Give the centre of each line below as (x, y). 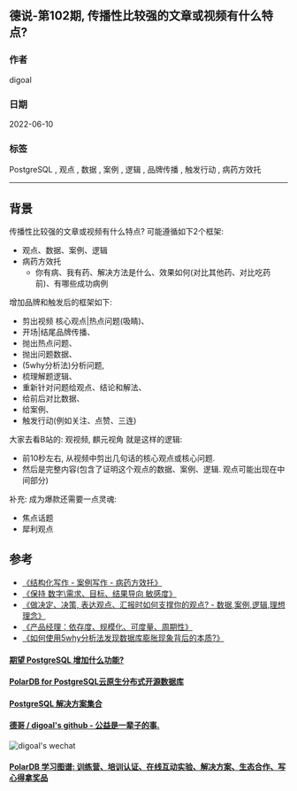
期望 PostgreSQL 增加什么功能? (67, 660)
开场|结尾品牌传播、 (58, 332)
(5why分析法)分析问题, (63, 365)
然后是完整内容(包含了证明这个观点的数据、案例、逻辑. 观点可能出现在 (149, 469)
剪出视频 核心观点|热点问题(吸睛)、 (85, 321)
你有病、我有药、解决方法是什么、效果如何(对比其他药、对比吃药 (153, 273)
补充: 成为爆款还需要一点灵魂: (63, 499)
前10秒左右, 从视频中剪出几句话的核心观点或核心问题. (118, 458)
